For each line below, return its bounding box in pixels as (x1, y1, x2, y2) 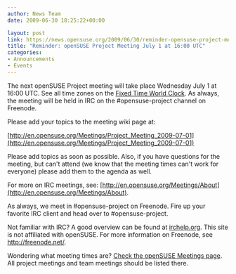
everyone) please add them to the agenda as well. (7, 167, 152, 176)
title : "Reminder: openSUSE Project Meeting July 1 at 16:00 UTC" (7, 43, 206, 50)
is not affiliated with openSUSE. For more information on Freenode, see (7, 230, 213, 239)
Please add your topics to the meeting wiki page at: (7, 117, 156, 126)
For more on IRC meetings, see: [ (7, 181, 103, 189)
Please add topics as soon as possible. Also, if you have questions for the (7, 152, 220, 160)
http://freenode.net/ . (7, 237, 67, 246)
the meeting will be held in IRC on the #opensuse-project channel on (7, 96, 206, 105)
